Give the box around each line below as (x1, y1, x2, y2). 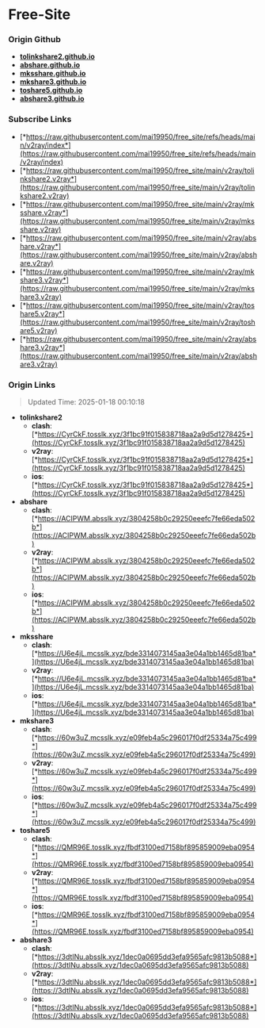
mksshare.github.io (19, 69, 86, 79)
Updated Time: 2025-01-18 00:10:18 (27, 397, 145, 407)
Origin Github (8, 34, 62, 45)
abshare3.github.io (19, 94, 85, 104)
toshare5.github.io (19, 86, 83, 95)
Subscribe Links (8, 113, 72, 125)
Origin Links (8, 379, 56, 390)
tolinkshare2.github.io (19, 52, 95, 61)
